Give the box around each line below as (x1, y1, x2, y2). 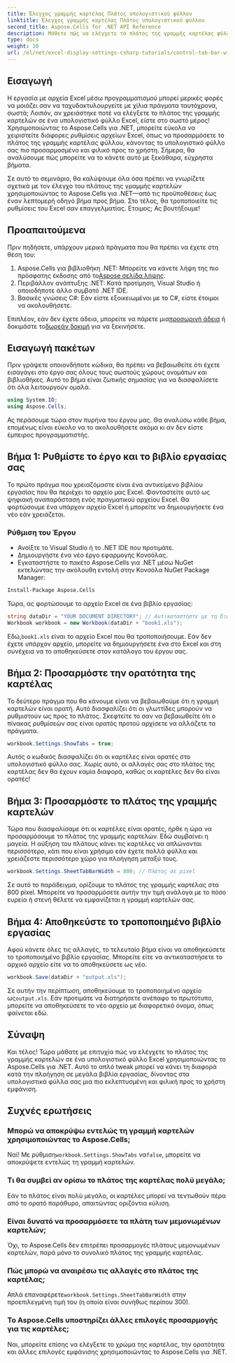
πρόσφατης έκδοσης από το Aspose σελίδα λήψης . (17, 271, 166, 280)
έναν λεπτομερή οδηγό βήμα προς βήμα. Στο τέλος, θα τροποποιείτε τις (7, 197, 218, 205)
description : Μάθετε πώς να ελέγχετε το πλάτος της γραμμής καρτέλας (7, 29, 215, 37)
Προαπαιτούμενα (7, 225, 86, 236)
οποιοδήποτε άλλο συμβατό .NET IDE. (17, 286, 128, 295)
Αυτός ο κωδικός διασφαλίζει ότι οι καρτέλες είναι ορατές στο (7, 753, 191, 761)
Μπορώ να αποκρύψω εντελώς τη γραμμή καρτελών (7, 1126, 194, 1136)
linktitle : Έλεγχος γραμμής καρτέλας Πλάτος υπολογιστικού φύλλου (7, 17, 205, 24)
